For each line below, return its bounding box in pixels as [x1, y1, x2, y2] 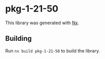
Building [5, 34, 32, 43]
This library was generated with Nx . [5, 20, 79, 26]
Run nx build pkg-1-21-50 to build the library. [5, 47, 100, 53]
